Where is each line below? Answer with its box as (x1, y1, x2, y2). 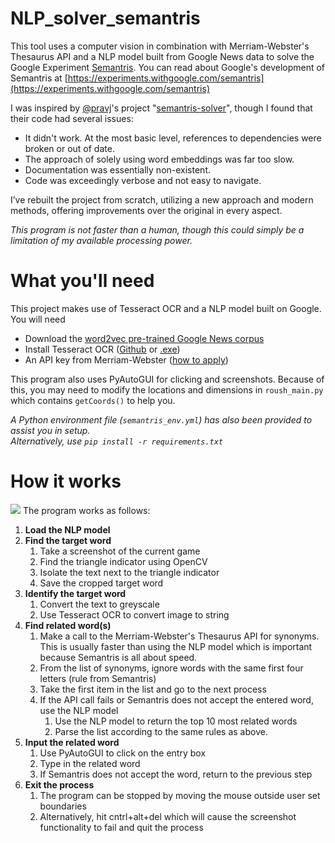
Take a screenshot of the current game (39, 545, 201, 557)
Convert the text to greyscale (39, 598, 160, 610)
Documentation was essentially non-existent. (24, 163, 211, 176)
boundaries (39, 800, 87, 812)
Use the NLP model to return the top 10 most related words (54, 715, 298, 727)
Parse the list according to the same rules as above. (54, 725, 268, 737)
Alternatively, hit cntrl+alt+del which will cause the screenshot (39, 810, 297, 822)
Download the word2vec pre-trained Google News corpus (24, 332, 265, 344)
